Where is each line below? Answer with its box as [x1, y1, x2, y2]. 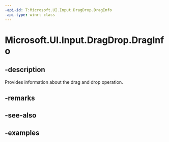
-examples [5, 128, 40, 137]
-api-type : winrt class [5, 12, 55, 17]
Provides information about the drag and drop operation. [5, 79, 123, 85]
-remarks [5, 93, 35, 102]
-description [5, 65, 45, 74]
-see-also [5, 111, 37, 120]
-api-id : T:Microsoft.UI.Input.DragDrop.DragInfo [5, 7, 112, 13]
